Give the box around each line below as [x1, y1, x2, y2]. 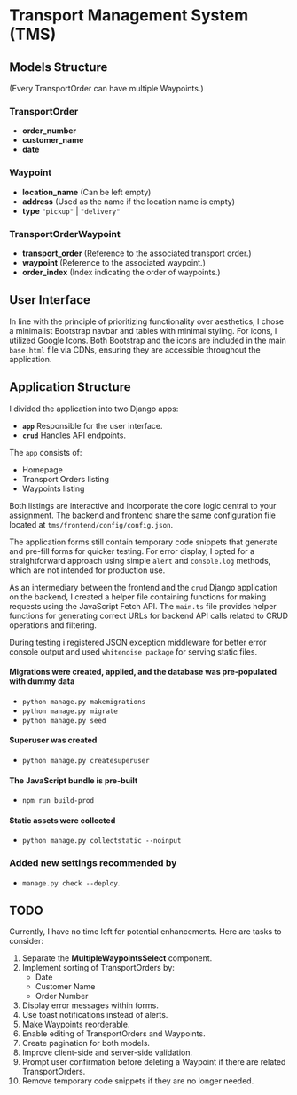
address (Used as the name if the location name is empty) [21, 196, 235, 207]
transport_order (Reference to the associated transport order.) [21, 248, 252, 258]
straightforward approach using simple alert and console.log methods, [9, 555, 271, 566]
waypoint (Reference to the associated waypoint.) [21, 257, 207, 267]
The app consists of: [9, 447, 82, 457]
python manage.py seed [21, 716, 106, 725]
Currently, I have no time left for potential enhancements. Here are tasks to [9, 926, 282, 937]
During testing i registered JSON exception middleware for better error [9, 637, 268, 647]
